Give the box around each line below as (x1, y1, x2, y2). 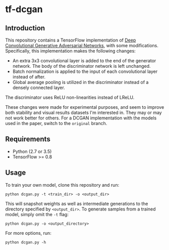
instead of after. (12, 74, 46, 79)
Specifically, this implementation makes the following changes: (5, 48, 136, 54)
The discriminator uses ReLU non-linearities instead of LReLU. (5, 95, 135, 100)
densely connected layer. (12, 85, 66, 91)
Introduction (5, 24, 45, 32)
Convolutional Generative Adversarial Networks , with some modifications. (5, 43, 159, 49)
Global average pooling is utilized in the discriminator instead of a (12, 79, 149, 85)
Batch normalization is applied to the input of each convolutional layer (12, 68, 158, 74)
